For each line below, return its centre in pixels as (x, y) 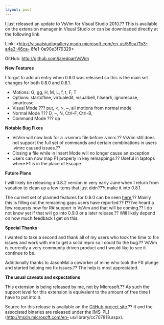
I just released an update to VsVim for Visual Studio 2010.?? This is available (81, 24)
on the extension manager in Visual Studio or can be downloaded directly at (82, 29)
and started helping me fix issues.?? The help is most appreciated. (72, 267)
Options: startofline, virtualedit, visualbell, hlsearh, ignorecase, (75, 97)
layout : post (18, 10)
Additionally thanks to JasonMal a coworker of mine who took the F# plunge (82, 262)
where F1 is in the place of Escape (47, 163)
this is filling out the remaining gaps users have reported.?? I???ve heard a (80, 203)
